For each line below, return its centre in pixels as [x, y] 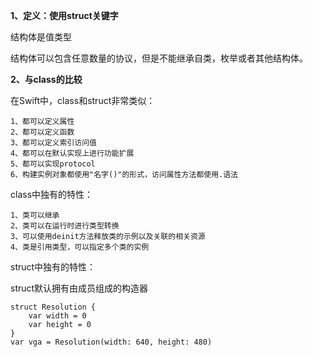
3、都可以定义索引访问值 [53, 143]
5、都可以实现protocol [53, 164]
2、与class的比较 [46, 79]
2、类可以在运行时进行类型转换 [65, 226]
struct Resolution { [53, 307]
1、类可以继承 [35, 215]
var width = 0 [57, 316]
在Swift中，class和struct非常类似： [83, 100]
